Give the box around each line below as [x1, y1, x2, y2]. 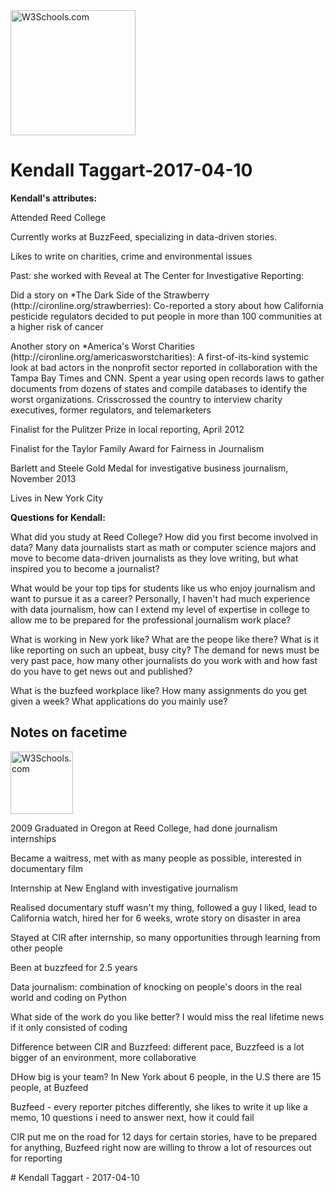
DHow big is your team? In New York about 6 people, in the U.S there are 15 [10, 1070, 322, 1083]
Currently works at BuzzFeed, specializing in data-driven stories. [10, 230, 278, 243]
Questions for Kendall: [10, 511, 106, 523]
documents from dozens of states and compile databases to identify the [10, 382, 308, 394]
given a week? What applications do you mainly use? [10, 695, 228, 707]
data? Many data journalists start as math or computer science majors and [10, 541, 317, 553]
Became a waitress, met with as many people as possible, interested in [10, 852, 302, 864]
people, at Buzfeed [10, 1081, 89, 1093]
